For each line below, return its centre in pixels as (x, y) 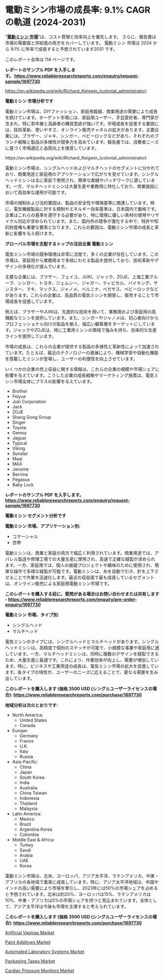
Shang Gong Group (32, 417)
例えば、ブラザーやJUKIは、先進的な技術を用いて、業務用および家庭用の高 (81, 312)
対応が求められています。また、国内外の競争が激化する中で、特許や (86, 221)
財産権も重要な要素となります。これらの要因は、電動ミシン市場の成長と (82, 227)
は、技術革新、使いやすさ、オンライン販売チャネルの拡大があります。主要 (80, 130)
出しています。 (20, 678)
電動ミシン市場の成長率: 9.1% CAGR (78, 10)
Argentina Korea (36, 829)
